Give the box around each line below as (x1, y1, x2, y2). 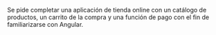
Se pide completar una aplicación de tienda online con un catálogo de (7, 6, 207, 14)
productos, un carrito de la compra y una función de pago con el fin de (7, 13, 210, 21)
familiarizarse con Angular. (7, 21, 84, 28)
